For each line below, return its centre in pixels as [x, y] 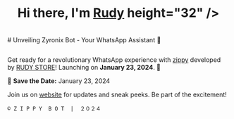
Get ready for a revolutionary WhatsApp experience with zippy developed [114, 60]
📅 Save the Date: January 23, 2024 [59, 81]
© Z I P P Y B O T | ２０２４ [54, 108]
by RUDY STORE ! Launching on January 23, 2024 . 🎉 [84, 67]
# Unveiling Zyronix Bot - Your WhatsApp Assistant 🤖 [84, 39]
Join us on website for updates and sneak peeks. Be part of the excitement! [117, 94]
